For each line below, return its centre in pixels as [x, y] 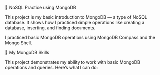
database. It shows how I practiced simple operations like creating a [75, 23]
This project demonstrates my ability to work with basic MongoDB [73, 62]
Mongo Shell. [19, 43]
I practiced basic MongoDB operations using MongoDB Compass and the [80, 37]
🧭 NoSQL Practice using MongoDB [40, 8]
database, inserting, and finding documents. [50, 28]
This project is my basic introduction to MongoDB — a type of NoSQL [76, 17]
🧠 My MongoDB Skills [27, 52]
